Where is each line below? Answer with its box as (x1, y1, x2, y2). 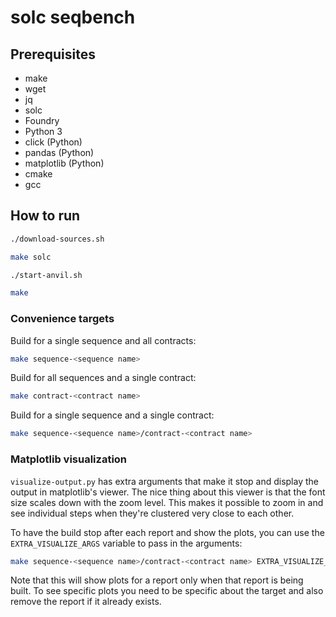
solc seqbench (10, 6, 136, 29)
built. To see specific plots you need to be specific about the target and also (10, 585, 324, 597)
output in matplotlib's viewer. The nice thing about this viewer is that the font (10, 486, 326, 498)
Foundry (24, 115, 60, 126)
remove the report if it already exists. (10, 596, 162, 608)
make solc (10, 252, 52, 262)
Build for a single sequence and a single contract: (10, 409, 215, 421)
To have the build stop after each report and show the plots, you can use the (10, 526, 325, 538)
